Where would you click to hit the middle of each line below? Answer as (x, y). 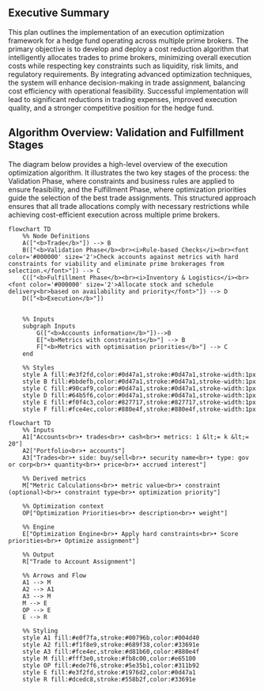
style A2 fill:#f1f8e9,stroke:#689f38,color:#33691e (111, 644)
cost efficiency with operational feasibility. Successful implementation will (128, 91)
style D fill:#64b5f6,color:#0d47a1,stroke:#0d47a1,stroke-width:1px (140, 395)
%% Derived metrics (55, 478)
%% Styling (40, 631)
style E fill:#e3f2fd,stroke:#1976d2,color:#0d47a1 (109, 672)
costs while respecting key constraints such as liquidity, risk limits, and (123, 66)
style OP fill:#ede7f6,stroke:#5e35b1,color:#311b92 (111, 665)
